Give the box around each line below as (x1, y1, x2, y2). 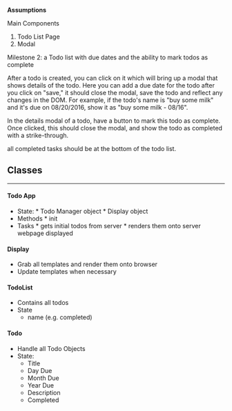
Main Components (7, 19, 60, 27)
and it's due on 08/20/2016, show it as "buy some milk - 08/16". (7, 103, 188, 111)
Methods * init (17, 214, 58, 223)
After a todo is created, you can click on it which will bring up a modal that (7, 74, 218, 82)
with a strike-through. (7, 131, 69, 139)
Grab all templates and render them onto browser (17, 260, 157, 268)
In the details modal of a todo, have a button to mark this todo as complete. (7, 117, 221, 125)
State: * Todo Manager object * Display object (17, 207, 148, 216)
